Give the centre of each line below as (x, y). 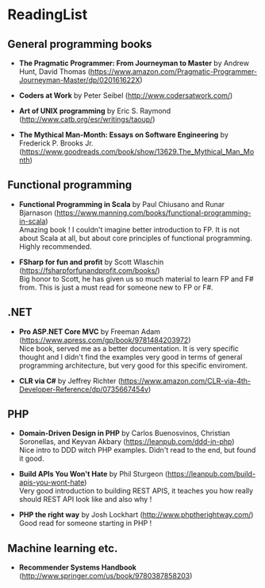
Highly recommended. (55, 246)
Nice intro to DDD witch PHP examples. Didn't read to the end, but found (137, 450)
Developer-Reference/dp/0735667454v (83, 389)
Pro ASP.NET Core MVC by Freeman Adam (89, 331)
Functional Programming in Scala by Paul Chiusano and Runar (122, 204)
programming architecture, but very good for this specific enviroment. (133, 365)
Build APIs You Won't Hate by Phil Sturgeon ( (93, 474)
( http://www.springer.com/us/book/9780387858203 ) (106, 576)
